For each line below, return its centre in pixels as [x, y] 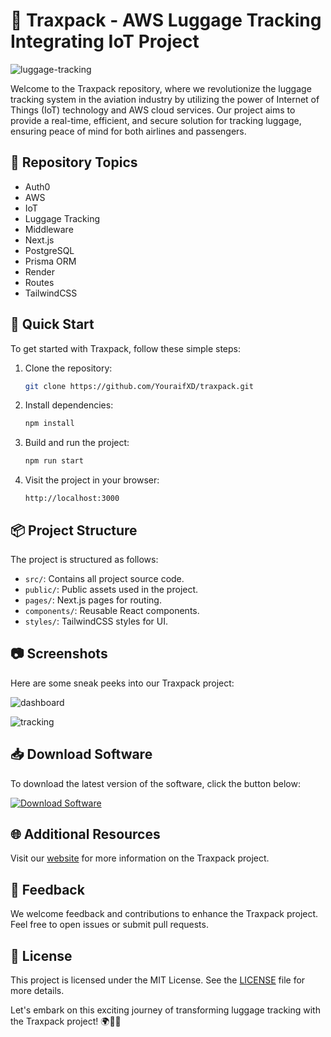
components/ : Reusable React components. [112, 610]
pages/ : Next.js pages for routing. [93, 600]
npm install [49, 424]
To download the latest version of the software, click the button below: [155, 783]
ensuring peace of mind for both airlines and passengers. [128, 131]
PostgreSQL [49, 250]
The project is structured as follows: [84, 559]
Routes [39, 282]
